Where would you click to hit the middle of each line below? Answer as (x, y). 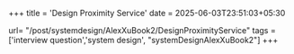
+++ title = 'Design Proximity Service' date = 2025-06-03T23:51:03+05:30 (147, 13)
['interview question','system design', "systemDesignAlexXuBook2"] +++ (143, 40)
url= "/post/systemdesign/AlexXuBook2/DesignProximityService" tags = (142, 30)
